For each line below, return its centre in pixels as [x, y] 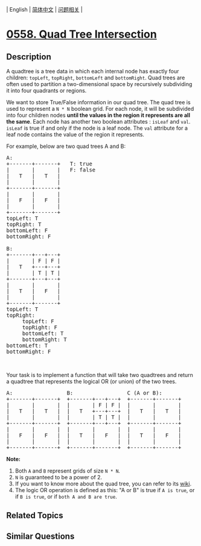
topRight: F [40, 328]
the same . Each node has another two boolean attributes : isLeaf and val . [98, 122]
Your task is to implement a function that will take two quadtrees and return [100, 375]
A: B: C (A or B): [85, 393]
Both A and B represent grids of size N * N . [68, 471]
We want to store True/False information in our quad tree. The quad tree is [99, 102]
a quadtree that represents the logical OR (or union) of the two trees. [91, 381]
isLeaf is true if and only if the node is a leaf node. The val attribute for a [97, 128]
